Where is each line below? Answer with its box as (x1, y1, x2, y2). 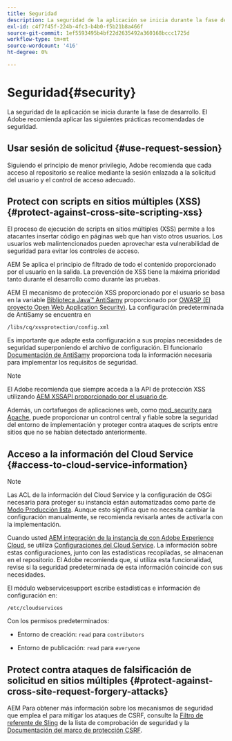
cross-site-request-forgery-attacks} (7, 686, 169, 697)
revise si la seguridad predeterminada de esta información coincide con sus (7, 563, 223, 572)
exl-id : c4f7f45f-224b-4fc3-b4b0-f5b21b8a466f (7, 23, 144, 30)
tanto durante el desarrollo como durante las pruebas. (7, 275, 161, 284)
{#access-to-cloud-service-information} (7, 459, 188, 471)
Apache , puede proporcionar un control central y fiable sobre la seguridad (7, 413, 219, 421)
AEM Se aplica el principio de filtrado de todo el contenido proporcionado (7, 261, 216, 269)
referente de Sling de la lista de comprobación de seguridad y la (7, 719, 190, 727)
